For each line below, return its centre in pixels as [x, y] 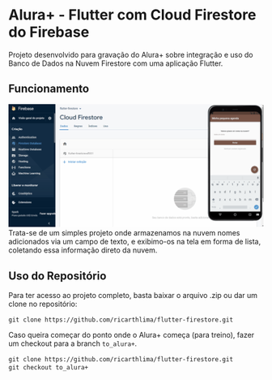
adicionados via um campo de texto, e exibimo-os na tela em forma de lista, [135, 242]
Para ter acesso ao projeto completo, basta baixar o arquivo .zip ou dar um [133, 296]
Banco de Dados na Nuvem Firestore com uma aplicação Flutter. [116, 63]
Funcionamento [49, 89]
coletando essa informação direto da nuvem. [83, 250]
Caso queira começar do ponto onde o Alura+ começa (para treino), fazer [132, 335]
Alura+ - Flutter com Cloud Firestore [132, 15]
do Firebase [49, 32]
